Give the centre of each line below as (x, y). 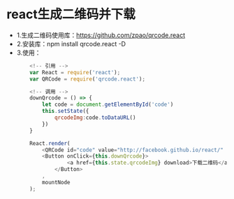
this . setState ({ (66, 111)
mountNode (56, 182)
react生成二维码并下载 (71, 14)
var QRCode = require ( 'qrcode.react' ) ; (88, 79)
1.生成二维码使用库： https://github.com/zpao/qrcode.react (101, 35)
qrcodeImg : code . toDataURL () (95, 118)
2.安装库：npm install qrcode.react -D (71, 43)
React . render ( (50, 143)
